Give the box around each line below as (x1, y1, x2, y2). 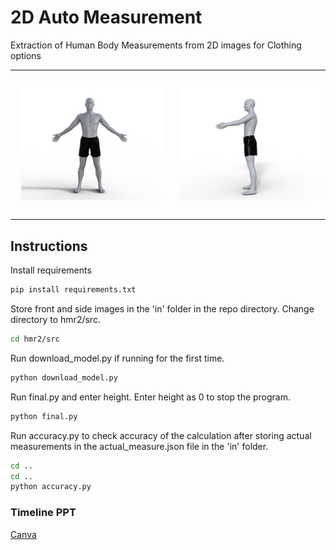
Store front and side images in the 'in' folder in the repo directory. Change (10, 303, 315, 315)
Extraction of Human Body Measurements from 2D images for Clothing (10, 39, 302, 51)
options (10, 49, 42, 61)
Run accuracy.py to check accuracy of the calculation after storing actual (10, 429, 312, 441)
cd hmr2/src (10, 334, 60, 344)
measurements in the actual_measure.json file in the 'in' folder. (10, 440, 269, 452)
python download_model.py (10, 372, 118, 383)
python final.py (10, 411, 78, 421)
